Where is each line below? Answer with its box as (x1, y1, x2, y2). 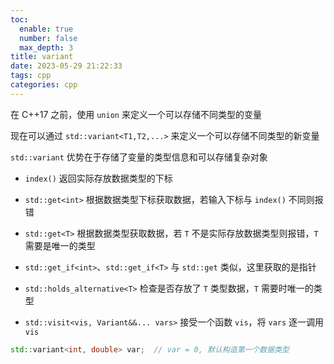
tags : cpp (10, 71, 52, 81)
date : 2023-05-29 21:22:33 (10, 61, 123, 71)
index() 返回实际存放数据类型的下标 (24, 172, 173, 184)
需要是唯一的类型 (24, 239, 96, 251)
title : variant (10, 52, 74, 62)
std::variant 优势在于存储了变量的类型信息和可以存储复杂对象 (10, 151, 268, 163)
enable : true (19, 24, 74, 34)
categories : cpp (10, 80, 78, 90)
